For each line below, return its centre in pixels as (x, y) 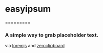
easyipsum (28, 9)
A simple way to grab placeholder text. (52, 35)
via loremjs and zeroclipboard (35, 46)
